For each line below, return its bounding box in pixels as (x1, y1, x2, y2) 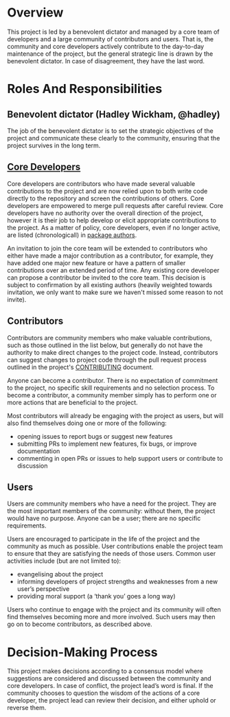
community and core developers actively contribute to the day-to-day (7, 42, 205, 50)
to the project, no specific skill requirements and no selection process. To (7, 384, 215, 392)
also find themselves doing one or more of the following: (7, 419, 167, 427)
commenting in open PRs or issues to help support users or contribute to (16, 454, 223, 462)
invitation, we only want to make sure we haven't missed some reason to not (7, 288, 223, 296)
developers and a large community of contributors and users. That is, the (7, 34, 214, 43)
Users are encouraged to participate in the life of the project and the (7, 535, 200, 543)
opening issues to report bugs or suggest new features (16, 432, 173, 440)
